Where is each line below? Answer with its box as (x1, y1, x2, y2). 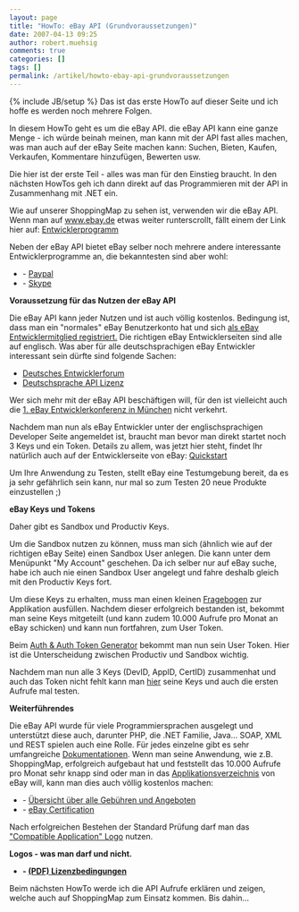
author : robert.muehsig (9, 38, 98, 47)
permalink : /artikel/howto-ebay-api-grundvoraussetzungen (9, 72, 229, 81)
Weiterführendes (9, 703, 74, 713)
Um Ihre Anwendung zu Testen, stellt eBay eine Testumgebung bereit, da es (9, 467, 289, 478)
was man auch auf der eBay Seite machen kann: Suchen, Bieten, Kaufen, (9, 141, 278, 152)
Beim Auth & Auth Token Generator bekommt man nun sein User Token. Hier (9, 639, 290, 650)
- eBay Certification (21, 804, 96, 814)
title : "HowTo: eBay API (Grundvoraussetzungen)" (9, 21, 198, 30)
